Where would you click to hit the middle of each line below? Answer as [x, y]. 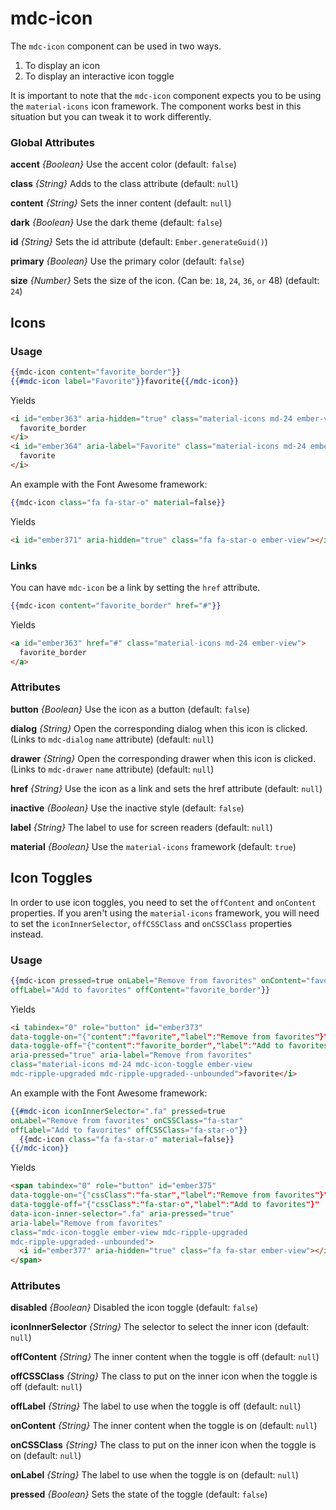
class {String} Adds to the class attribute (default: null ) [124, 184]
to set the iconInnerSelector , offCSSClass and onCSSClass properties [151, 923]
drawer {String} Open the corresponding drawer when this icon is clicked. [163, 758]
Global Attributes [52, 142]
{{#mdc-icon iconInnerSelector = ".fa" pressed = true [118, 1111]
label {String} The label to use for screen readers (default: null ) [141, 827]
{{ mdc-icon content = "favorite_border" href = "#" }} [116, 605]
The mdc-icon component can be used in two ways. [116, 46]
